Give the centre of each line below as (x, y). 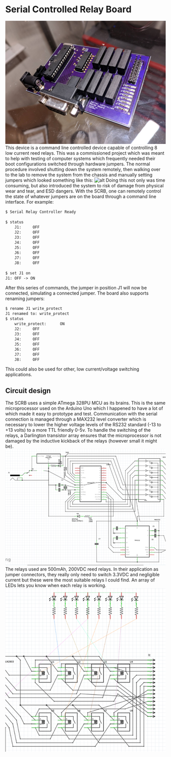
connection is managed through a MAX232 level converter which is (76, 419)
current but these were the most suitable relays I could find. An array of (80, 580)
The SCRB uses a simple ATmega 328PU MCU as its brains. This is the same (85, 403)
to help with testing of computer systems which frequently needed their (80, 159)
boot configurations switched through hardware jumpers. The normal (78, 164)
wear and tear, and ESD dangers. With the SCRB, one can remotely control (83, 191)
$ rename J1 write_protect (34, 309)
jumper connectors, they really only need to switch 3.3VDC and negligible (82, 574)
